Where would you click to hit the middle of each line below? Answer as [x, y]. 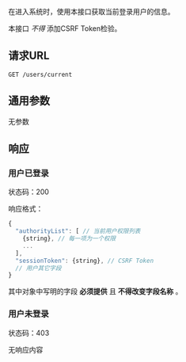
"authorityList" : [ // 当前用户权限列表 [78, 231]
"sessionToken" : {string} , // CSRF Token [85, 261]
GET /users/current [40, 74]
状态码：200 [29, 192]
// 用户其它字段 [38, 268]
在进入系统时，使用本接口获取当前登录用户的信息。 [91, 11]
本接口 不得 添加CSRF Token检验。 [65, 29]
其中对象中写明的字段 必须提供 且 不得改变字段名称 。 [95, 292]
